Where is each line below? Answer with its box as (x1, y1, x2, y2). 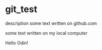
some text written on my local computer (5, 30, 88, 36)
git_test (5, 4, 38, 15)
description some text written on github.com (5, 20, 97, 26)
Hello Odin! (5, 39, 29, 46)
